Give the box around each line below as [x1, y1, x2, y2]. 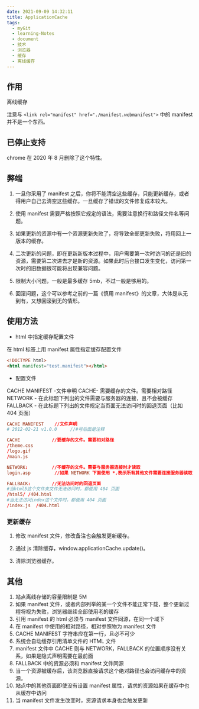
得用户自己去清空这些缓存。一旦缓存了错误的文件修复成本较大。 [15, 197, 171, 204]
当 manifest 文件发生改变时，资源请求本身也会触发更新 [15, 697, 148, 704]
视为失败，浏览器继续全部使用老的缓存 [25, 608, 119, 615]
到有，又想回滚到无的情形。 [15, 297, 83, 304]
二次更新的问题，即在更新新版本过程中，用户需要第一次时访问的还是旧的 [15, 250, 191, 257]
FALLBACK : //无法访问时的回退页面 [6, 481, 101, 486]
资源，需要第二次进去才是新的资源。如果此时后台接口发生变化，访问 [15, 257, 181, 264]
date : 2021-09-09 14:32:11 [6, 8, 73, 15]
